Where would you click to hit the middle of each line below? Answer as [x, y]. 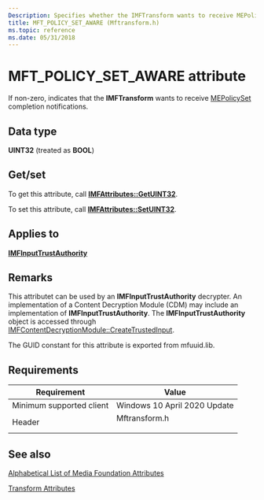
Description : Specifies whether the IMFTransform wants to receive [121, 15]
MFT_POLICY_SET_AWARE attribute [127, 76]
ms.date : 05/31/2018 [42, 37]
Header [26, 422]
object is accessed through [52, 322]
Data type [33, 131]
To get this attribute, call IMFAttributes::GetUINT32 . [93, 194]
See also [29, 454]
